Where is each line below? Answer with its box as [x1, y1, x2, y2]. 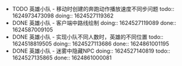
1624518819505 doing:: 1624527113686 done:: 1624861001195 [12, 40, 170, 47]
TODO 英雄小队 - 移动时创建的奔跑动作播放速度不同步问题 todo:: [12, 5, 175, 12]
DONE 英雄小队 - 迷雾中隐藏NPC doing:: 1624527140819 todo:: [12, 47, 170, 54]
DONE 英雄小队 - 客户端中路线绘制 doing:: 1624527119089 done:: [12, 19, 176, 26]
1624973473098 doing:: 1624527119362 [12, 12, 114, 19]
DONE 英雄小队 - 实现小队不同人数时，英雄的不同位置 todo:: [12, 33, 164, 41]
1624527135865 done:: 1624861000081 [12, 54, 112, 61]
